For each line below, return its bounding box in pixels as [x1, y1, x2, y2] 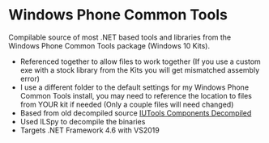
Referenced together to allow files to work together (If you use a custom [19, 57, 261, 66]
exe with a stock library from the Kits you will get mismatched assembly [19, 65, 260, 74]
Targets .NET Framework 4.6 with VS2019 [19, 125, 160, 135]
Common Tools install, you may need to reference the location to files [19, 90, 253, 100]
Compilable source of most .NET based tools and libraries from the [8, 32, 232, 42]
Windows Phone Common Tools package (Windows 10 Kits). [8, 40, 211, 50]
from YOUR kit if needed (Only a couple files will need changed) [19, 99, 234, 109]
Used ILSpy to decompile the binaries [19, 116, 146, 126]
